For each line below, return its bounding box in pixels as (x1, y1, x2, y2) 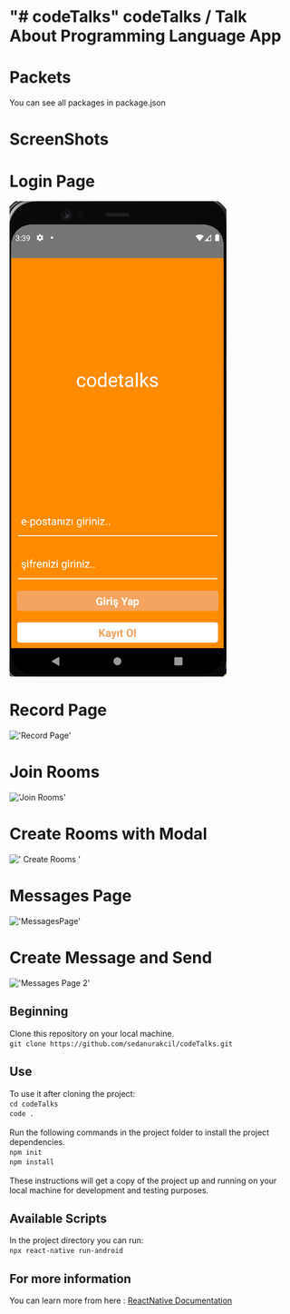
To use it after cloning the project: (9, 1088, 136, 1099)
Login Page (9, 171, 95, 192)
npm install (9, 1157, 54, 1167)
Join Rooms (9, 762, 100, 782)
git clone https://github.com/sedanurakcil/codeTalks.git (9, 1039, 233, 1049)
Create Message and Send (9, 948, 213, 969)
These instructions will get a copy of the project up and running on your (9, 1175, 277, 1186)
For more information (9, 1270, 131, 1287)
